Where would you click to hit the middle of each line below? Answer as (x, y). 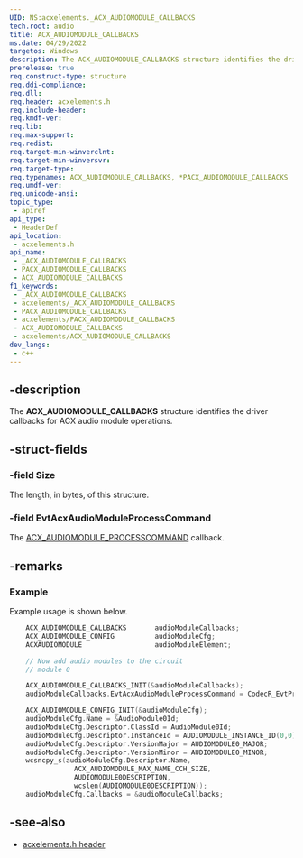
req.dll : (26, 93)
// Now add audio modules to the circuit (104, 661)
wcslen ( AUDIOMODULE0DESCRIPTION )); (140, 786)
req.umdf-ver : (36, 186)
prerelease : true (42, 69)
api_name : (28, 253)
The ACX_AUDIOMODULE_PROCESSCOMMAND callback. (117, 538)
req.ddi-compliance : (48, 85)
